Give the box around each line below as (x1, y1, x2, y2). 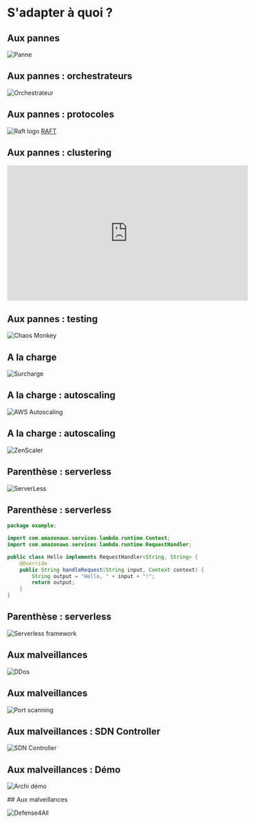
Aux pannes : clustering (7, 147, 112, 159)
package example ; (7, 522, 57, 529)
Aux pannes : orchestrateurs (7, 70, 133, 82)
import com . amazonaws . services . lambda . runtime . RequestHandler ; (7, 542, 192, 548)
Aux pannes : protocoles (7, 109, 115, 120)
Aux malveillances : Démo (7, 764, 121, 776)
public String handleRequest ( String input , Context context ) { (19, 566, 205, 573)
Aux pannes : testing (7, 313, 98, 325)
